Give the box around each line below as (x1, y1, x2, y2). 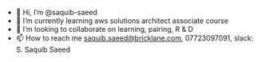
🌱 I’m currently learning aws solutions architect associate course (15, 16, 229, 25)
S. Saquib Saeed (15, 45, 71, 54)
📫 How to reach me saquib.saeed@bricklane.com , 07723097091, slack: (15, 33, 254, 43)
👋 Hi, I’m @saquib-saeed (15, 8, 98, 17)
